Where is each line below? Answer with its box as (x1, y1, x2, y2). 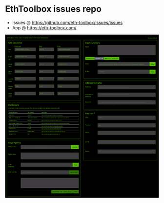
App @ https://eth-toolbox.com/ (12, 24, 77, 30)
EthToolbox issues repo (5, 3, 102, 15)
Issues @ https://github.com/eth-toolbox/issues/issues (12, 20, 123, 25)
